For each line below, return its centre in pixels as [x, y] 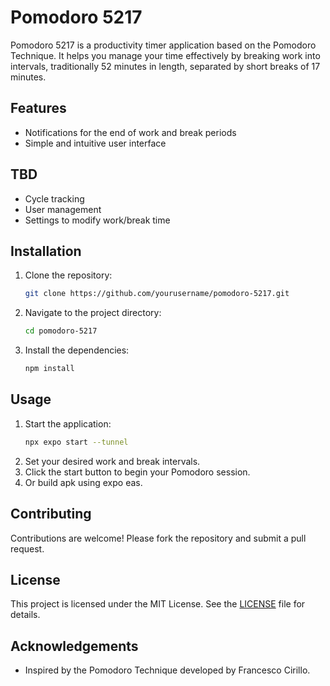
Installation [46, 251]
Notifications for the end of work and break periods [130, 132]
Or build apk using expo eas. [83, 482]
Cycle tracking [54, 198]
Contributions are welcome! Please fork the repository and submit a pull [158, 538]
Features [38, 108]
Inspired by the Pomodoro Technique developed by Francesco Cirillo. [167, 670]
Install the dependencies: [77, 350]
